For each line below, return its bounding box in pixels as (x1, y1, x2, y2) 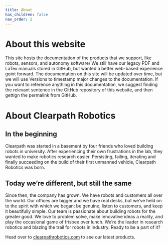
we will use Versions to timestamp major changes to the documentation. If (5, 76, 158, 82)
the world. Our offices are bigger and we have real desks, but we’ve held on (5, 198, 162, 204)
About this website (5, 38, 86, 50)
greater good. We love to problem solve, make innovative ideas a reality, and (5, 214, 163, 220)
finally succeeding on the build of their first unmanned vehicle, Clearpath (5, 159, 156, 165)
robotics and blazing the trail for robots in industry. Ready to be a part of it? (5, 224, 160, 230)
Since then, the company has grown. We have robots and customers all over (5, 192, 163, 198)
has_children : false (5, 12, 49, 17)
